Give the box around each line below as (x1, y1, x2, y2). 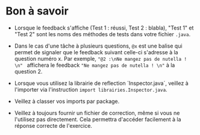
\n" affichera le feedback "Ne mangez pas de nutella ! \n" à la (14, 61, 175, 69)
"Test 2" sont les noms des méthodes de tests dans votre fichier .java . (14, 30, 191, 37)
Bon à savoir (5, 4, 69, 18)
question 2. (14, 67, 43, 75)
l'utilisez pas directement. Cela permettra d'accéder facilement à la (14, 116, 181, 123)
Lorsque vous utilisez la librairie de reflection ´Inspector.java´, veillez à (14, 80, 189, 87)
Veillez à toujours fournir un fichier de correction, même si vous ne (14, 109, 180, 116)
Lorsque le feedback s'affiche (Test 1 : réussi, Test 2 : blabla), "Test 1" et (14, 24, 194, 31)
